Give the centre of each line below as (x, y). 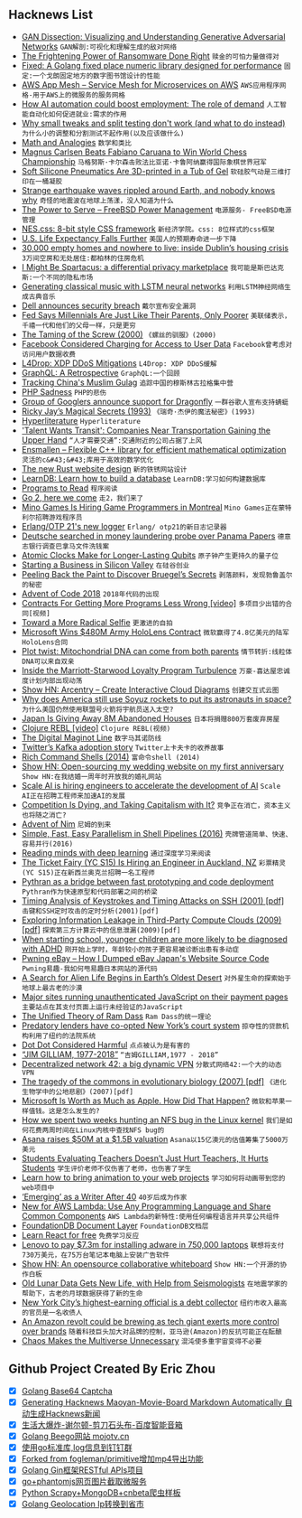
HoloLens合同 (45, 642)
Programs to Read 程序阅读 (69, 488)
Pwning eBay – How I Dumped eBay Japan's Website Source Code (145, 958)
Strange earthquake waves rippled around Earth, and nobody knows (148, 190)
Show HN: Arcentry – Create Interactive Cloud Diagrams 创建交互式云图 (150, 689)
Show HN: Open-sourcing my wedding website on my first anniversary (153, 766)
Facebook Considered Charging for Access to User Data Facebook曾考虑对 (157, 343)
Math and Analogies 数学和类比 (77, 142)
